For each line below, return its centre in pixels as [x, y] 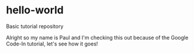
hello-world [35, 10]
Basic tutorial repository [35, 26]
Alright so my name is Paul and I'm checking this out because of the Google [97, 37]
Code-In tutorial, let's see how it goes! [52, 44]
